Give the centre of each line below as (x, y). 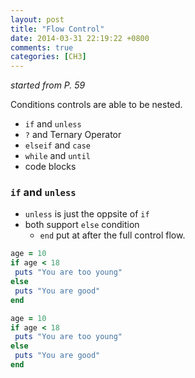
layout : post (37, 19)
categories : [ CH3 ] (48, 57)
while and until (57, 156)
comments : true (42, 47)
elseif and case (57, 145)
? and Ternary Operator (73, 135)
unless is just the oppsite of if (87, 214)
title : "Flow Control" (57, 29)
